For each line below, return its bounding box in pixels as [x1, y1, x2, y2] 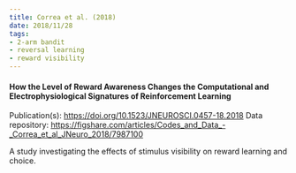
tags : [9, 29, 29, 38]
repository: [9, 120, 49, 131]
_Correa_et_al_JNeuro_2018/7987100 [9, 129, 144, 139]
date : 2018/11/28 [9, 21, 73, 30]
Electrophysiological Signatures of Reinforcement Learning [9, 90, 231, 102]
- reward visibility [9, 54, 86, 63]
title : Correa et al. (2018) [9, 12, 117, 22]
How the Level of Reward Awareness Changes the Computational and [9, 81, 269, 92]
